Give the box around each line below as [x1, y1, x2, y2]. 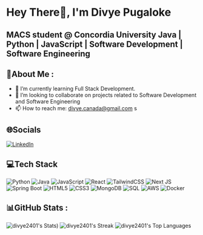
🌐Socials [6, 124, 41, 135]
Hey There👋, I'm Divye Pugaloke [6, 5, 171, 19]
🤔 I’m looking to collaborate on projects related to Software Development [15, 91, 197, 99]
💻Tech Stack [6, 159, 58, 169]
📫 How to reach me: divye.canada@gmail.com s [15, 105, 138, 112]
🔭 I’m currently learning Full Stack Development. [15, 85, 136, 93]
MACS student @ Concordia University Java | [6, 30, 182, 40]
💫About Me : [6, 69, 55, 79]
